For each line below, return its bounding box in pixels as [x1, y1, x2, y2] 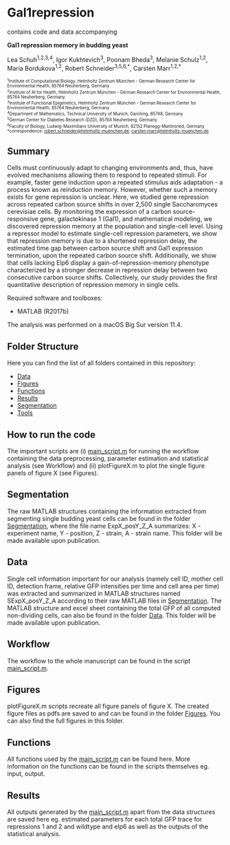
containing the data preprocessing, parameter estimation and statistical [7, 454, 209, 462]
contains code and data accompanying [7, 28, 118, 36]
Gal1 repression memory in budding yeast [7, 41, 128, 49]
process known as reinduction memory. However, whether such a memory [7, 186, 218, 194]
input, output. [7, 769, 45, 778]
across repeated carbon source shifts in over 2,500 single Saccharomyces [7, 200, 218, 208]
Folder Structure [7, 341, 79, 352]
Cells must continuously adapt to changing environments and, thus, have [7, 164, 214, 172]
